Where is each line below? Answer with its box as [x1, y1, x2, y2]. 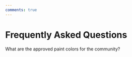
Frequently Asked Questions [5, 29, 127, 40]
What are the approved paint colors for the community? [5, 46, 120, 52]
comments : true [5, 7, 37, 13]
